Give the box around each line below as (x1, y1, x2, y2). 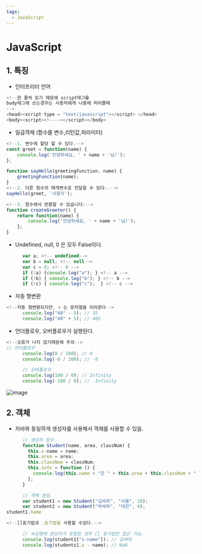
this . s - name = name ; (28, 448, 79, 454)
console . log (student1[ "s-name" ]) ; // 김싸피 (22, 536, 132, 543)
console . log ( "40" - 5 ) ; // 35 (22, 310, 98, 316)
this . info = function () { (28, 465, 96, 471)
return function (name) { (17, 213, 79, 219)
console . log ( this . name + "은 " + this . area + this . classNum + (32, 470, 191, 476)
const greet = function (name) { (6, 146, 87, 152)
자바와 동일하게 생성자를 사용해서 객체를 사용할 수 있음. (14, 425, 144, 432)
